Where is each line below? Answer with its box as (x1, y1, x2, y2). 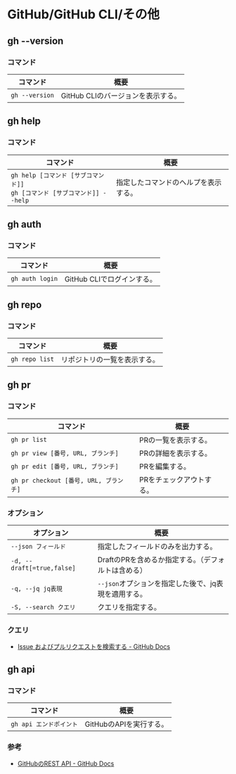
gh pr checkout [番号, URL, (11, 476, 103, 484)
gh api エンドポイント (11, 720, 79, 728)
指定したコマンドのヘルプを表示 (115, 177, 222, 187)
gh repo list (11, 355, 55, 363)
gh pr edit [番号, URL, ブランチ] (11, 462, 119, 470)
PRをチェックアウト (139, 474, 205, 484)
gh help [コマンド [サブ (11, 171, 86, 179)
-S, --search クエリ (11, 603, 76, 611)
